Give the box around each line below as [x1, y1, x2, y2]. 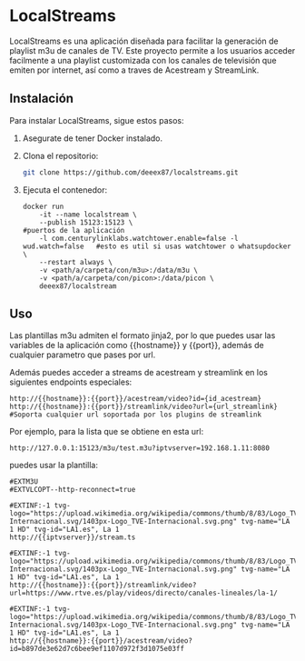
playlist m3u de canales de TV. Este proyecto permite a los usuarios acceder [9, 45, 296, 55]
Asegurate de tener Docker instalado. [22, 133, 163, 144]
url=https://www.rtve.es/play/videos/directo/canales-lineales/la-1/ [9, 588, 279, 598]
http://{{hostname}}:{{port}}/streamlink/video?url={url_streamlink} [9, 402, 279, 412]
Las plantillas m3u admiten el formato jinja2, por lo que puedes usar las [9, 330, 276, 341]
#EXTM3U [9, 477, 39, 486]
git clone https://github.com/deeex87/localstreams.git [22, 167, 239, 177]
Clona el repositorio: [22, 150, 99, 161]
